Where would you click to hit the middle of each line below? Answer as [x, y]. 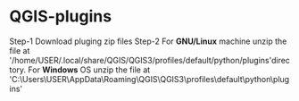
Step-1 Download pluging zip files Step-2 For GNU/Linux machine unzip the [148, 41]
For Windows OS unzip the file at [89, 70]
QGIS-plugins [61, 17]
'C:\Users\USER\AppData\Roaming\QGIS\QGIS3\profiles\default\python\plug [149, 79]
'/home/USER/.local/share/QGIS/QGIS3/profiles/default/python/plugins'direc [149, 60]
